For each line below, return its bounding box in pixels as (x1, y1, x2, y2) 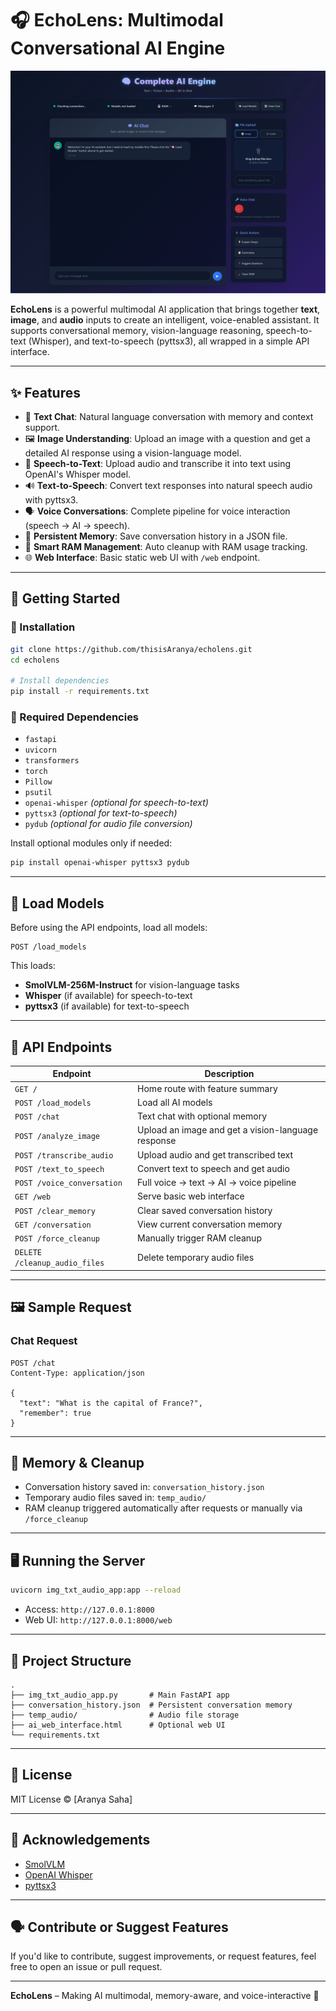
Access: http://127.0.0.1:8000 (24, 1603, 155, 1616)
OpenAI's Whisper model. (24, 468, 132, 481)
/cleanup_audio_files (14, 1258, 105, 1269)
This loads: (10, 960, 56, 972)
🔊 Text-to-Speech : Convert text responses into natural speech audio (24, 480, 313, 492)
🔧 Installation (10, 620, 76, 634)
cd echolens (10, 655, 60, 665)
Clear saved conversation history (137, 1204, 273, 1216)
